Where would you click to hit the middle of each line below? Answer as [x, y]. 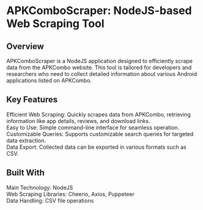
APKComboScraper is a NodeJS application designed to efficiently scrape [100, 61]
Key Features [32, 99]
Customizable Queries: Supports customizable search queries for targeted [100, 134]
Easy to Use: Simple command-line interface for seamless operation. [93, 127]
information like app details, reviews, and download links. [79, 121]
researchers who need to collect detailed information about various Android [102, 74]
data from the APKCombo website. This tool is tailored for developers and [99, 67]
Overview [25, 46]
